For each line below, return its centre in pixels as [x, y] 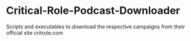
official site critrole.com [35, 32]
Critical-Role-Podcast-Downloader [93, 11]
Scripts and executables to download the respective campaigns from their [95, 27]
